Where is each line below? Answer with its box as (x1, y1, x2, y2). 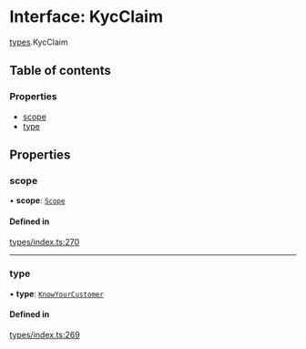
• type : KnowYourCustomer (9, 288, 105, 299)
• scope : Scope (9, 195, 66, 206)
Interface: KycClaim (9, 6, 164, 27)
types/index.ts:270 (9, 236, 80, 247)
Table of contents (9, 63, 111, 78)
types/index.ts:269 (9, 330, 80, 341)
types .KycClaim (9, 36, 68, 47)
